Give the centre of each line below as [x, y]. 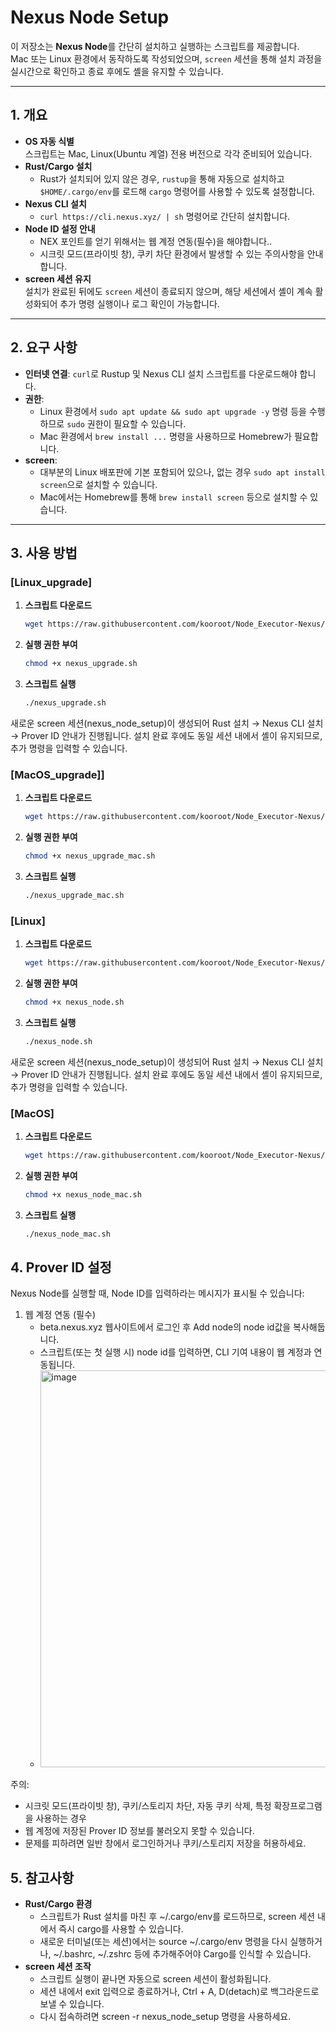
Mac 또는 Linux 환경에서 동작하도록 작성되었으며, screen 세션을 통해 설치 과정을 [166, 58]
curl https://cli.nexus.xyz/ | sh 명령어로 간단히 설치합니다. [165, 216]
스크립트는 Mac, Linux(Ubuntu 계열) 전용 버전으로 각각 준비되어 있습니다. [168, 153]
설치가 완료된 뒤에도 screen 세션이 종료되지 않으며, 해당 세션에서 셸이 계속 [168, 291]
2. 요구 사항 [44, 347]
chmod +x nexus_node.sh [74, 1002]
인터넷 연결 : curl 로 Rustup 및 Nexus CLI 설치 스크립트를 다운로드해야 [161, 373]
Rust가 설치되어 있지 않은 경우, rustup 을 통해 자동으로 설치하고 [162, 178]
